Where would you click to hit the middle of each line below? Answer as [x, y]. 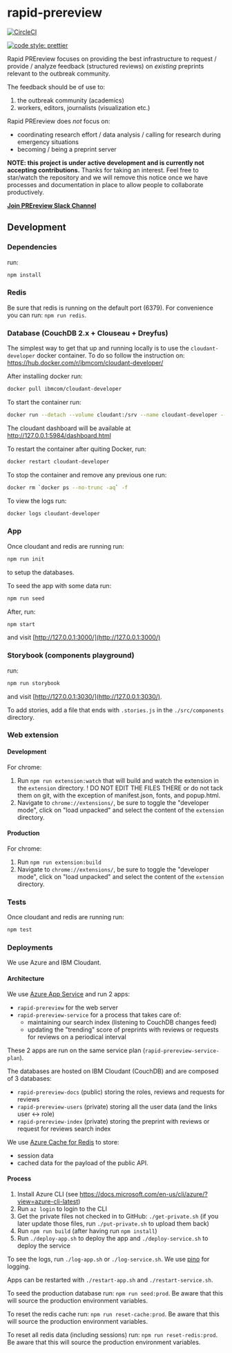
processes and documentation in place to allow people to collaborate [105, 184]
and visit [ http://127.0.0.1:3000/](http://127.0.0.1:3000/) [84, 637]
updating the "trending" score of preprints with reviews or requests [123, 1029]
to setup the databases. [41, 572]
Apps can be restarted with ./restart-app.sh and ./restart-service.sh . [110, 1280]
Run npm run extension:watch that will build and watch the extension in [118, 780]
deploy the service [43, 1246]
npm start [21, 624]
